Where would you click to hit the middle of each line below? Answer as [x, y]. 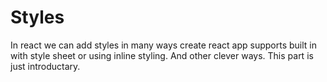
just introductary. [45, 66]
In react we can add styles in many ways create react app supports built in [163, 45]
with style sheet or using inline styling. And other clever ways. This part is [162, 55]
